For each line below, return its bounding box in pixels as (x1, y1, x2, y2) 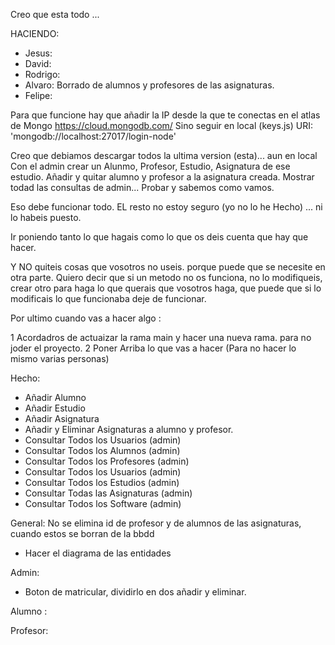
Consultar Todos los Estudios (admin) (24, 477, 180, 488)
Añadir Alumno (24, 392, 87, 403)
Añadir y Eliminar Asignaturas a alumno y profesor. (24, 424, 234, 435)
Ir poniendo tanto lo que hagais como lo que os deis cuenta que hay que (10, 231, 309, 243)
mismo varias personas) (10, 353, 110, 364)
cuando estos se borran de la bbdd (10, 528, 155, 539)
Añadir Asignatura (24, 413, 100, 424)
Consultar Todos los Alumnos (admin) (24, 445, 181, 456)
